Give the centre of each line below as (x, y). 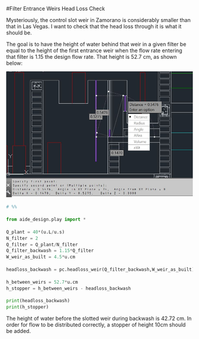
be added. (19, 331)
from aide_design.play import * (46, 220)
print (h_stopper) (28, 307)
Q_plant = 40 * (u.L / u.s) (36, 232)
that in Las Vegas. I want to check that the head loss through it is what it (94, 26)
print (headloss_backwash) (38, 301)
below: (14, 63)
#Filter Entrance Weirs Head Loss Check (56, 9)
